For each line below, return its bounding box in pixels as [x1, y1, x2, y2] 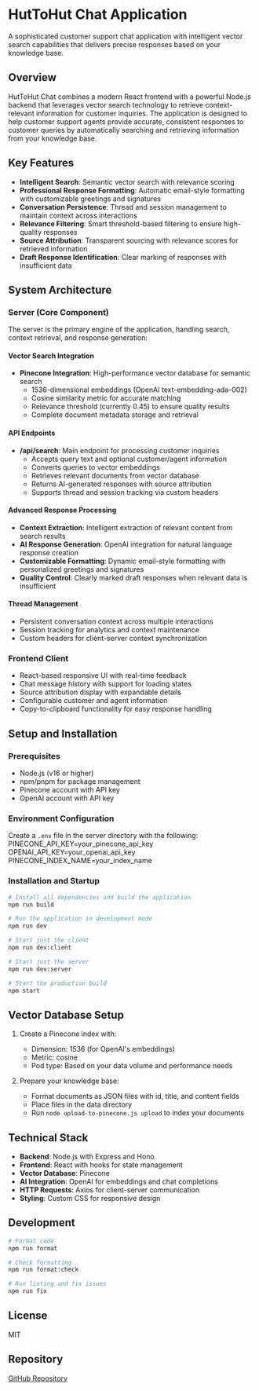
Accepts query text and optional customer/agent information [31, 454, 228, 463]
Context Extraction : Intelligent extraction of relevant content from [19, 522, 233, 532]
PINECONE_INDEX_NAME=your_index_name [8, 856, 153, 866]
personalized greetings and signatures [19, 564, 144, 574]
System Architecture [8, 283, 112, 296]
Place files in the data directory [31, 1100, 133, 1109]
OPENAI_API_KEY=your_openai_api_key [8, 847, 136, 857]
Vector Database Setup [8, 1008, 124, 1022]
